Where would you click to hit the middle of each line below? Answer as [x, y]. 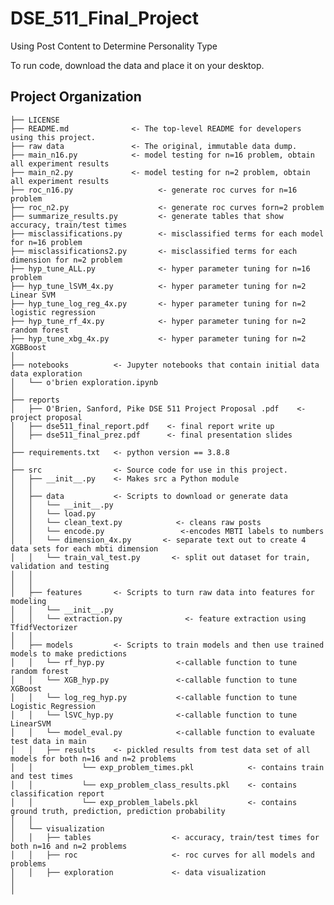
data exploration [46, 373]
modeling [28, 601]
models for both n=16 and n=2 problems [93, 758]
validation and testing [60, 566]
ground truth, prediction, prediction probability [118, 811]
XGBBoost [28, 347]
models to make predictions [69, 653]
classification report [57, 793]
